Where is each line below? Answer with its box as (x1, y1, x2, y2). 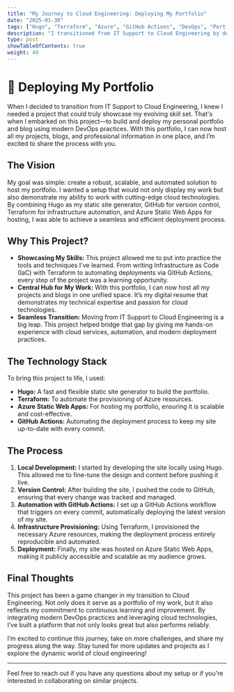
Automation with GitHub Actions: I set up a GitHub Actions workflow (17, 500, 217, 509)
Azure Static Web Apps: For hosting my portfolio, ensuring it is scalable (17, 403, 224, 411)
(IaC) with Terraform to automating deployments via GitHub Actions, (17, 269, 213, 277)
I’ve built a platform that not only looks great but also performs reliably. (7, 620, 211, 629)
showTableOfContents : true (7, 43, 86, 50)
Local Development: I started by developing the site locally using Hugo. (17, 463, 224, 472)
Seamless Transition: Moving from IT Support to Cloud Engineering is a (17, 313, 224, 322)
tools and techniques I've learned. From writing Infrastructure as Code (17, 261, 219, 269)
